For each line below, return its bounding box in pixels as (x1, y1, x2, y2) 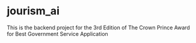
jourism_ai (7, 4, 60, 18)
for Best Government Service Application (7, 30, 109, 37)
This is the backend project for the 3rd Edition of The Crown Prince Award (7, 24, 190, 31)
